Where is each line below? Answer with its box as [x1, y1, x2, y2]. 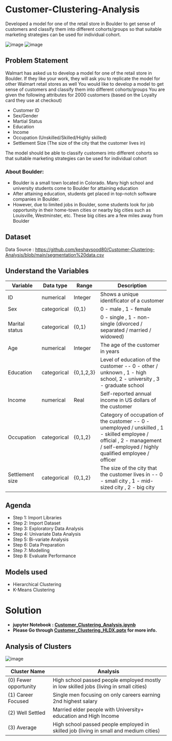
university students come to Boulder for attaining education [12, 185, 138, 191]
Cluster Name [10, 668, 45, 675]
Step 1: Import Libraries [12, 515, 62, 521]
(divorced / [116, 320, 143, 327]
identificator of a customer [100, 297, 164, 304]
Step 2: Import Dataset [12, 520, 61, 526]
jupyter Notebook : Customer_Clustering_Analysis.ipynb [12, 622, 136, 628]
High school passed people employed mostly [53, 676, 161, 684]
